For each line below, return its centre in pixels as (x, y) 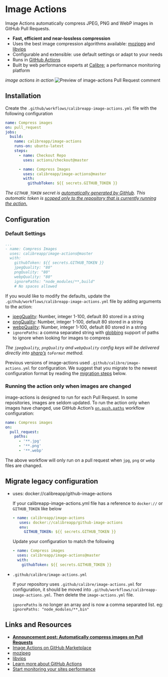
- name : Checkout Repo (42, 155)
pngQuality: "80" (32, 272)
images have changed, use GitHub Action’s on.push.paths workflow (75, 408)
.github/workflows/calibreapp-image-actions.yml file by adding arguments (83, 301)
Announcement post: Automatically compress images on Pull (78, 637)
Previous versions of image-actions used (48, 362)
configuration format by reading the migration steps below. (66, 373)
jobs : (11, 132)
